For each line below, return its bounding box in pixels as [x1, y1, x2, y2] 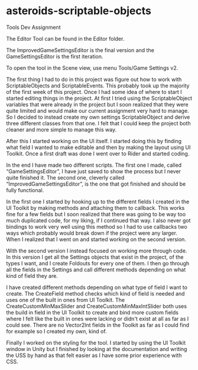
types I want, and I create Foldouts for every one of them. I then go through [6, 259, 190, 267]
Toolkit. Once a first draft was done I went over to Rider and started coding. [6, 150, 190, 157]
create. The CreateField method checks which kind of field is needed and [6, 290, 185, 297]
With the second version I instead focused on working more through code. [6, 247, 187, 254]
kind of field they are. [6, 272, 58, 279]
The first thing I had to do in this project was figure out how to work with [6, 76, 182, 83]
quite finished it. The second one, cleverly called [6, 174, 125, 181]
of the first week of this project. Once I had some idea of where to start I [6, 88, 182, 95]
